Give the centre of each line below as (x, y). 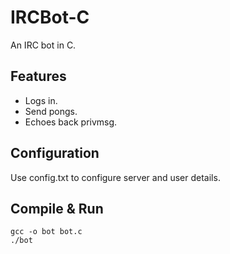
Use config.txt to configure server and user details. (115, 177)
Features (38, 76)
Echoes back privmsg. (71, 122)
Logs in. (41, 100)
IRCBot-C (50, 17)
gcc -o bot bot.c (46, 232)
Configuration (55, 153)
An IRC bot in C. (43, 45)
